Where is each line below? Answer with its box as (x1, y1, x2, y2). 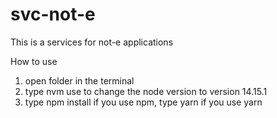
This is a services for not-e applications (10, 36, 174, 48)
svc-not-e (10, 3, 96, 26)
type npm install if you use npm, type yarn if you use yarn (24, 96, 263, 108)
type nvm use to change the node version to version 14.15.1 (24, 85, 268, 97)
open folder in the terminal (24, 74, 135, 87)
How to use (10, 55, 58, 67)
